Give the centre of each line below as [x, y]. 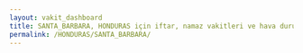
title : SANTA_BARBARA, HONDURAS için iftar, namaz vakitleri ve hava [143, 26]
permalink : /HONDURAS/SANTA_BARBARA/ [80, 34]
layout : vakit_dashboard [56, 18]
